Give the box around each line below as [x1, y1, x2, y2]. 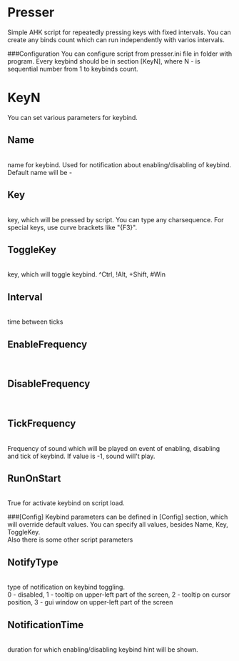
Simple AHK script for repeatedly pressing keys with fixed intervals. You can [7, 28, 232, 36]
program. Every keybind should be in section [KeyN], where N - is [7, 56, 201, 65]
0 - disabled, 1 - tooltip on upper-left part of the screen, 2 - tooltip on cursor [7, 590, 230, 599]
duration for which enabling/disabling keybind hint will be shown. [7, 645, 198, 654]
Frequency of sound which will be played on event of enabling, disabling [7, 444, 220, 452]
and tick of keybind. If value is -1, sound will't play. [7, 452, 156, 460]
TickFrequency [7, 417, 76, 429]
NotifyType [7, 556, 59, 568]
